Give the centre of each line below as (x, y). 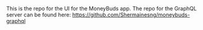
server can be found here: (39, 15)
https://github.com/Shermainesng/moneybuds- (131, 15)
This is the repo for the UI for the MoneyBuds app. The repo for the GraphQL (101, 9)
